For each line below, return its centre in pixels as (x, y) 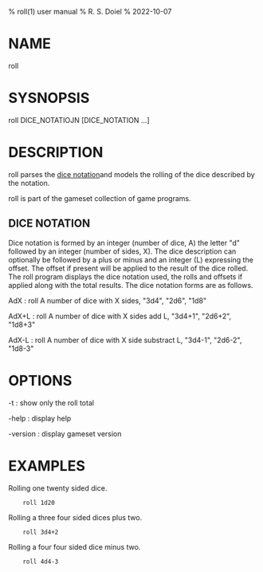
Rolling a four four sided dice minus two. (75, 546)
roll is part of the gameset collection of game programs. (100, 198)
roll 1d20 (39, 503)
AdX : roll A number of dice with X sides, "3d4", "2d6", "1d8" (108, 300)
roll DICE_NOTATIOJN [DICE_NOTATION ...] (79, 120)
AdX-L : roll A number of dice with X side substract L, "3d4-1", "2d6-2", (125, 340)
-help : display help (40, 418)
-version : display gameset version (65, 433)
